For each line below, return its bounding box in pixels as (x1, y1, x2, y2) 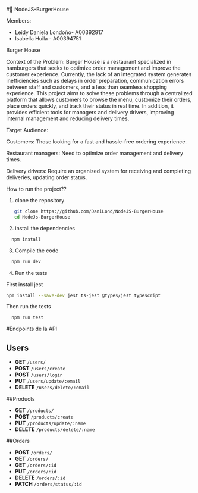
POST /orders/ (14, 449, 52, 456)
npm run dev (11, 258, 42, 264)
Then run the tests (6, 303, 52, 310)
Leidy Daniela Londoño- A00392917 (14, 29, 103, 36)
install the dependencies (14, 224, 76, 232)
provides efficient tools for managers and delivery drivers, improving (6, 109, 174, 116)
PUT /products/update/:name (14, 420, 86, 427)
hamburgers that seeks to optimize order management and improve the (6, 64, 181, 71)
